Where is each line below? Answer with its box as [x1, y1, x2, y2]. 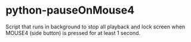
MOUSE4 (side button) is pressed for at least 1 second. [5, 29, 141, 36]
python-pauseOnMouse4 [5, 4, 135, 17]
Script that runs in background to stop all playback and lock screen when [5, 23, 186, 30]
